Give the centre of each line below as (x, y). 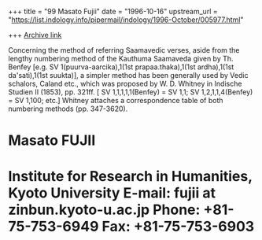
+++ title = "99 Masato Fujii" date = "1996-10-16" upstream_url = (113, 11)
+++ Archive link (35, 35)
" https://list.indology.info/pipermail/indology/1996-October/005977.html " (126, 20)
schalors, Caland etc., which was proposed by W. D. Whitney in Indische (125, 83)
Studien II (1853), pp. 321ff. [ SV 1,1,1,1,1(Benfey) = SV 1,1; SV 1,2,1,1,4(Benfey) (131, 92)
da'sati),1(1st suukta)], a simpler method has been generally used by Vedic (128, 75)
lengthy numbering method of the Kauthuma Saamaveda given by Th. (121, 59)
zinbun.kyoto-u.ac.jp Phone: (104, 210)
